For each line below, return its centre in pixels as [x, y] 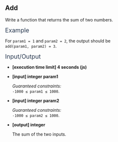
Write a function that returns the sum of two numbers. [59, 20]
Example [17, 30]
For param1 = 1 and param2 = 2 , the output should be [58, 41]
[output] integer [29, 124]
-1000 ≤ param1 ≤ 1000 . [36, 91]
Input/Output [23, 56]
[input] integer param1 [35, 76]
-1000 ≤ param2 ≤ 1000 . [36, 115]
